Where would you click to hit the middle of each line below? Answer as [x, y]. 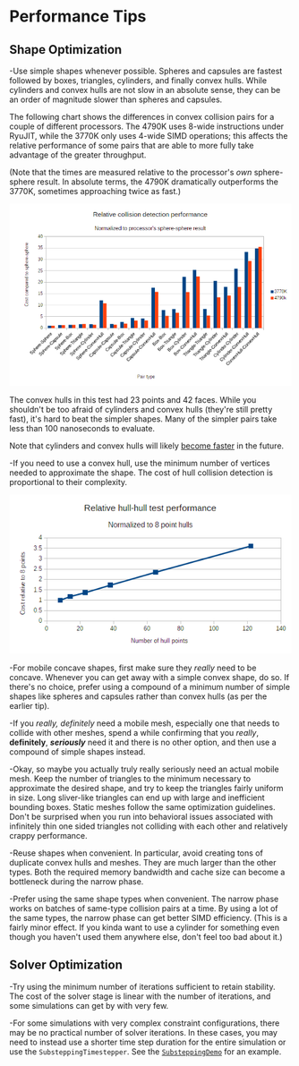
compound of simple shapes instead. [77, 751]
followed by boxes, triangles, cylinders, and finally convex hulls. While [138, 81]
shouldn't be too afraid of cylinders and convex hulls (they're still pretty [141, 410]
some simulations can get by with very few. [89, 1005]
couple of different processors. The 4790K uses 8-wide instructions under [147, 126]
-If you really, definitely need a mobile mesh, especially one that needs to [145, 723]
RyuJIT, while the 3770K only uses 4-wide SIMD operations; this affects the [149, 136]
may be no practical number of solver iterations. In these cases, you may [143, 1032]
